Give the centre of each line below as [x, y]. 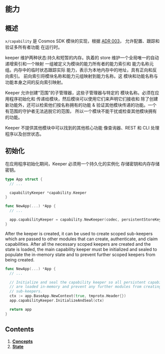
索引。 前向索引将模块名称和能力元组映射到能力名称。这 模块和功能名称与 [83, 76]
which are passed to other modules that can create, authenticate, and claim [82, 239]
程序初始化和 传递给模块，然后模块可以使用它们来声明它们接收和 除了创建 [83, 99]
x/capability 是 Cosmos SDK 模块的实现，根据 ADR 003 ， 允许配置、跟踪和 [82, 41]
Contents [20, 330]
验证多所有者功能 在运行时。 [34, 47]
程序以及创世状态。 [25, 134]
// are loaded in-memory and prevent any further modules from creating [85, 287]
